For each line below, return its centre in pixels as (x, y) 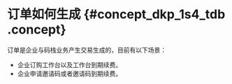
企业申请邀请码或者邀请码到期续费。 (70, 73)
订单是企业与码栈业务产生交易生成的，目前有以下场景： (87, 50)
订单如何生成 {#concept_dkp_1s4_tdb (116, 14)
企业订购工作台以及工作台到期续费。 (70, 64)
